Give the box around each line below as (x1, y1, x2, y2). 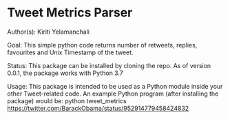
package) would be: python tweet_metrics (7, 96, 127, 105)
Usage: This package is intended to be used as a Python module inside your (7, 82, 223, 90)
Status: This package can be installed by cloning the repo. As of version (7, 61, 211, 69)
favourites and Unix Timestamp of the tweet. (7, 48, 134, 56)
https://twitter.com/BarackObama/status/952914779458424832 (7, 104, 189, 112)
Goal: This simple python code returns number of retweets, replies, (7, 41, 198, 49)
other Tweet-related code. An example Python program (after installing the (7, 89, 219, 98)
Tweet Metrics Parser (7, 5, 133, 21)
